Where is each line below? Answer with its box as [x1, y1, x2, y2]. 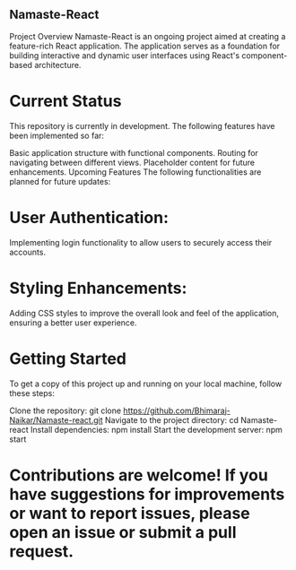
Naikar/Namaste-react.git [9, 414, 103, 425]
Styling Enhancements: [9, 278, 187, 298]
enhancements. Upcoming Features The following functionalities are [9, 166, 262, 177]
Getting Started [9, 349, 127, 368]
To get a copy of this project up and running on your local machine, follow [9, 378, 283, 389]
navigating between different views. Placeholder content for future [9, 157, 256, 168]
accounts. [9, 246, 47, 257]
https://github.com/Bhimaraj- [123, 405, 231, 416]
